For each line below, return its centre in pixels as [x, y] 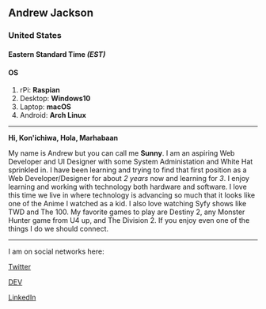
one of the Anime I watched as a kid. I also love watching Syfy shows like [127, 204]
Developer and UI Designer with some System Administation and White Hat [131, 162]
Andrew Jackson [51, 13]
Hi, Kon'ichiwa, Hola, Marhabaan [63, 138]
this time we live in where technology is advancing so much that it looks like [132, 195]
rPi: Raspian [40, 90]
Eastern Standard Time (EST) [57, 54]
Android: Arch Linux [53, 115]
